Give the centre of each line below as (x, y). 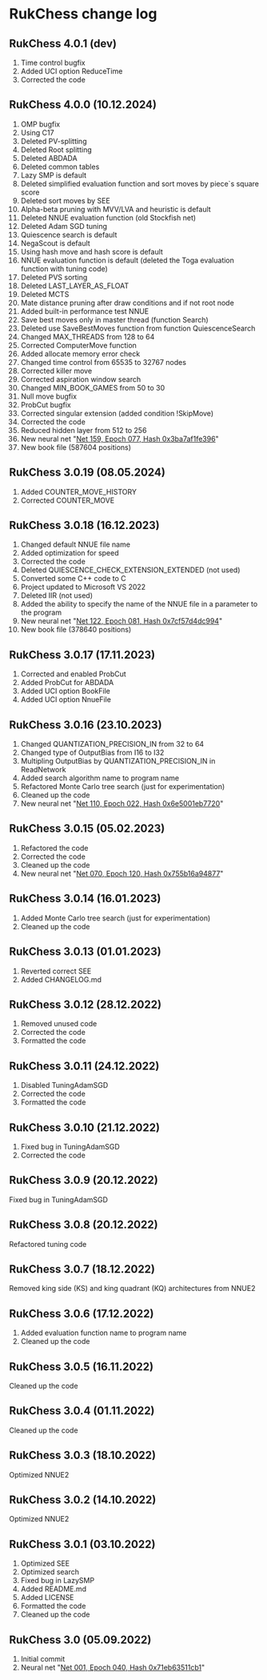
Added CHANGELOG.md (61, 979)
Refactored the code (54, 848)
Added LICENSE (47, 1598)
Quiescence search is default (69, 235)
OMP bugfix (40, 124)
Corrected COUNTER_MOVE (68, 500)
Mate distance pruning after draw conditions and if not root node (127, 303)
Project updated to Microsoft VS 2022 (83, 587)
